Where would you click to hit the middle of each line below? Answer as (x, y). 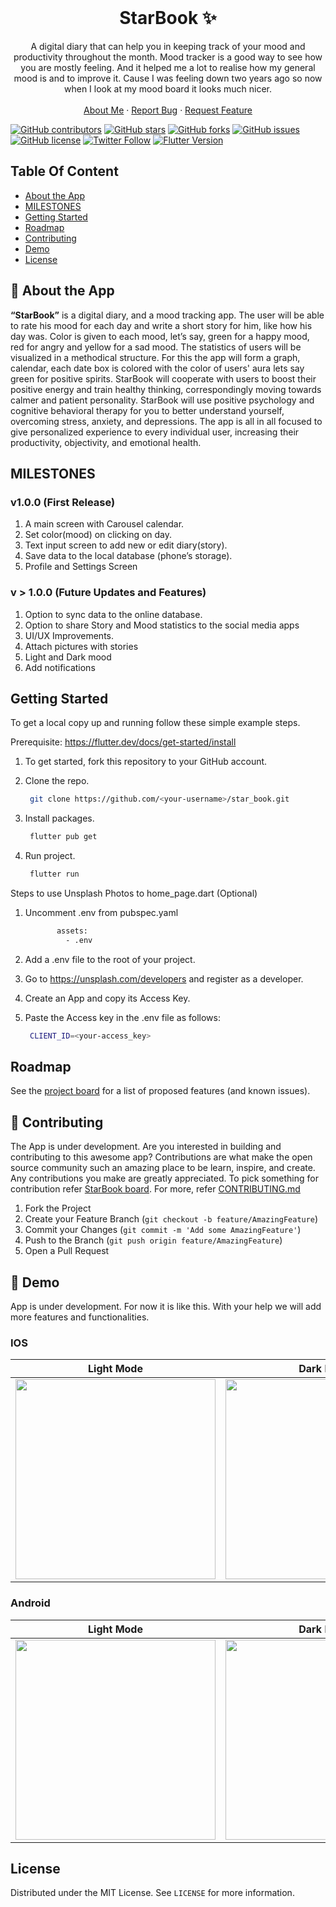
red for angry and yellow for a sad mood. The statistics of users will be (156, 347)
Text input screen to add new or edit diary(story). (126, 545)
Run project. (50, 856)
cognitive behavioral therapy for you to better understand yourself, (147, 410)
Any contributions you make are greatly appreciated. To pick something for (164, 1178)
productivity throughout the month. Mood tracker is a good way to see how (168, 57)
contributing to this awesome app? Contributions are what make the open (161, 1157)
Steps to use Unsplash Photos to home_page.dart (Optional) (134, 893)
